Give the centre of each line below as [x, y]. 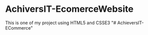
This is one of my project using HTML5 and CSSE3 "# [61, 23]
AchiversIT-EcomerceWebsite [69, 9]
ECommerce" [19, 28]
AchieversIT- [131, 23]
